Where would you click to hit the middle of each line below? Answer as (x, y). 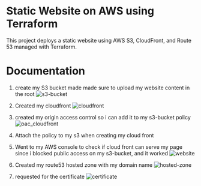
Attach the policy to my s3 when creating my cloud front (84, 135)
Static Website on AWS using (80, 11)
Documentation (46, 71)
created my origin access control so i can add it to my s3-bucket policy (103, 117)
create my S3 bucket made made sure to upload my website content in (102, 88)
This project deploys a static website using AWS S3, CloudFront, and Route (99, 40)
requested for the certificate (50, 176)
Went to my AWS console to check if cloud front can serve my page (99, 147)
